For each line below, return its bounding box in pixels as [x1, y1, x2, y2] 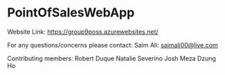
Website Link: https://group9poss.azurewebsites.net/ [7, 28, 159, 36]
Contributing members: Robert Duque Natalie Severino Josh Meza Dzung [7, 54, 217, 63]
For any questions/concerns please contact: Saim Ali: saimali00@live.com [7, 41, 218, 49]
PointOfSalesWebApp [7, 5, 135, 21]
